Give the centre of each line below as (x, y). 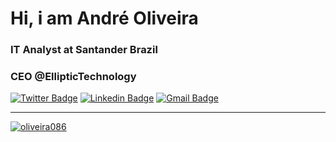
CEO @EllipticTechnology (73, 77)
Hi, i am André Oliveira (104, 18)
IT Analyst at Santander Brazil (84, 50)
